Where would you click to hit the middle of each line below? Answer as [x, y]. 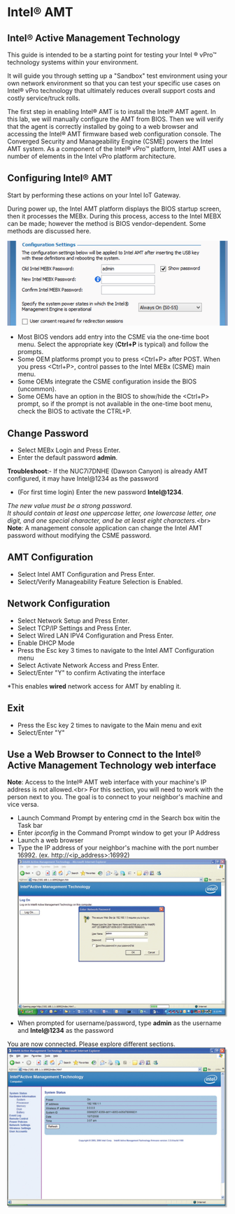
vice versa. [23, 805]
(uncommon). [37, 389]
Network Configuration [59, 604]
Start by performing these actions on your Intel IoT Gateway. [94, 195]
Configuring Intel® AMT [60, 178]
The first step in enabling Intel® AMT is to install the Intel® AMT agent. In [112, 112]
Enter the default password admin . [67, 458]
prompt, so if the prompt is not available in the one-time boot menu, [115, 404]
